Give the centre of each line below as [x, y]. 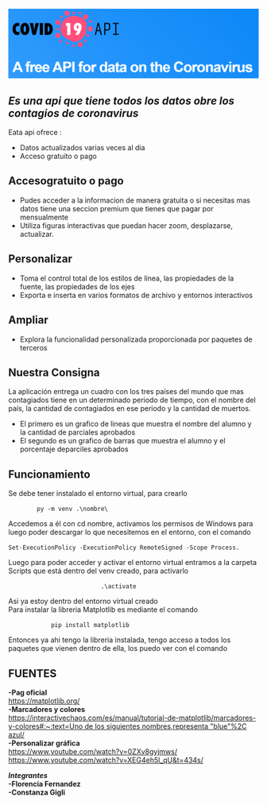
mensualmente [44, 217]
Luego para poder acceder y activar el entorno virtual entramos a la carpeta [132, 563]
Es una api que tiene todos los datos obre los [122, 101]
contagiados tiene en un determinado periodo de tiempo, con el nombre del [132, 400]
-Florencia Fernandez [44, 784]
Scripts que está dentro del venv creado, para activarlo [99, 571]
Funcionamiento [49, 474]
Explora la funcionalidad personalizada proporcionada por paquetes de [136, 339]
